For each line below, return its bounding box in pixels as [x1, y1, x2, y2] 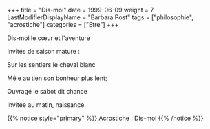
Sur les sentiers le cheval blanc [7, 61, 96, 68]
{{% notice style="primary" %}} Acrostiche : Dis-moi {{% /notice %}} [7, 114, 204, 122]
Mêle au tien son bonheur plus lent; [7, 74, 108, 82]
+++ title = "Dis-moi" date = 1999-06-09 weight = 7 [7, 6, 154, 14]
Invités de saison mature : [7, 48, 81, 55]
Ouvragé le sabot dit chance [7, 88, 87, 95]
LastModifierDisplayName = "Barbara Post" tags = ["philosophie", [7, 13, 194, 21]
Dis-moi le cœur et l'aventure [7, 34, 91, 42]
